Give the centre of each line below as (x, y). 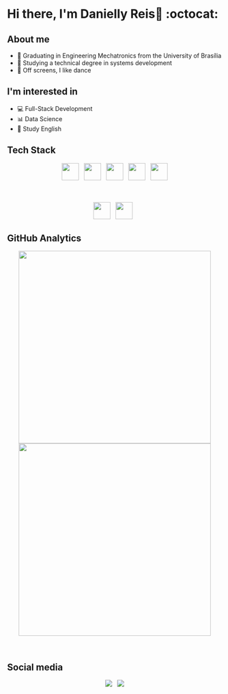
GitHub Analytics (44, 239)
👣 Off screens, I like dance (54, 70)
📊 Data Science (40, 118)
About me (28, 39)
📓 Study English (39, 129)
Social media (35, 667)
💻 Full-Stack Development (55, 108)
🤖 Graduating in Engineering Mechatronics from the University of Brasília (119, 55)
